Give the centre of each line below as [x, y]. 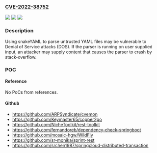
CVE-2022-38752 [27, 7]
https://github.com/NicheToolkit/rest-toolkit [56, 124]
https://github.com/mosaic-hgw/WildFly [52, 135]
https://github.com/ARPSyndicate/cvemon [55, 114]
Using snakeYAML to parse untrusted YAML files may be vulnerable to [76, 41]
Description [19, 31]
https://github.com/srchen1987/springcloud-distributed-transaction [80, 145]
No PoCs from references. [31, 92]
